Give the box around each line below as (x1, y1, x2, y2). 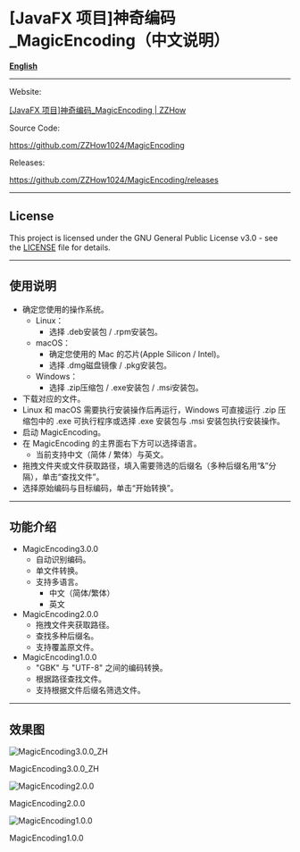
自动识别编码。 (35, 555, 91, 565)
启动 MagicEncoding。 (21, 426, 106, 438)
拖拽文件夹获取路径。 (35, 620, 114, 631)
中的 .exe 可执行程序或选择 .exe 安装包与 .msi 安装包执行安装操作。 (37, 415, 286, 426)
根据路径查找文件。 (35, 673, 107, 684)
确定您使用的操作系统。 (21, 304, 109, 314)
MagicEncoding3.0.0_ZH (9, 764, 100, 774)
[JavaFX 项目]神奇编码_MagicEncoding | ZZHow (9, 104, 187, 115)
